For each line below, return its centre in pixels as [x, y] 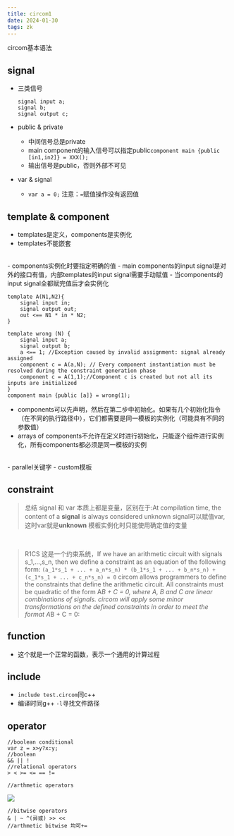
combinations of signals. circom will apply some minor [104, 599]
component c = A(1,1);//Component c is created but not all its [116, 377]
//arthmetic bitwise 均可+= [48, 826]
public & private [40, 127]
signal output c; [43, 114]
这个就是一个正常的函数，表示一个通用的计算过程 [88, 654]
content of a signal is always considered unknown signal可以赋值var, [125, 516]
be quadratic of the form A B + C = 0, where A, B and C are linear [118, 591]
